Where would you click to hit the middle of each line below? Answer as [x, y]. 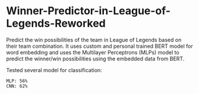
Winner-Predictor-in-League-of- [89, 11]
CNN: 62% [17, 86]
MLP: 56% [17, 81]
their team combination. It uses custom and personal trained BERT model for [99, 46]
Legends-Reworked [56, 23]
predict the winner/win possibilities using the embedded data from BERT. [95, 59]
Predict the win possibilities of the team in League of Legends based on [94, 40]
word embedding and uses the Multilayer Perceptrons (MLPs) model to [93, 52]
